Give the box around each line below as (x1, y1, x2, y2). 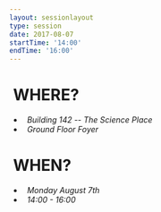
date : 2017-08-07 (9, 30, 74, 38)
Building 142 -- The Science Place (26, 114, 153, 125)
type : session (9, 21, 63, 30)
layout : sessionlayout (9, 13, 94, 22)
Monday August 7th (26, 185, 100, 195)
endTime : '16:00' (9, 47, 74, 55)
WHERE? (13, 85, 80, 106)
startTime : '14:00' (9, 38, 82, 47)
